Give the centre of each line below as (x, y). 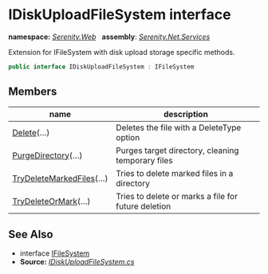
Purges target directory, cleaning (177, 151)
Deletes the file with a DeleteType (178, 127)
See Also (31, 235)
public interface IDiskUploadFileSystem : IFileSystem (101, 67)
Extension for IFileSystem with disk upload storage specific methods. (122, 52)
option (128, 137)
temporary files (144, 160)
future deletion (143, 206)
